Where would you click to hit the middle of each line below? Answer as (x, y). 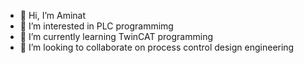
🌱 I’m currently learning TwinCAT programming (116, 36)
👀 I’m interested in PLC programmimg (96, 26)
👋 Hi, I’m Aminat (53, 15)
